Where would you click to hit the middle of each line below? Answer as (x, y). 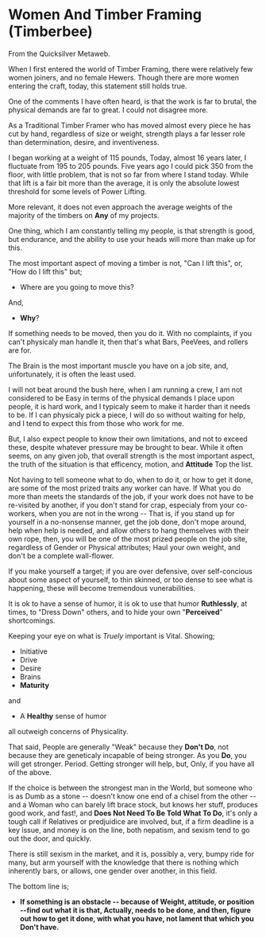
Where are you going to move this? (77, 287)
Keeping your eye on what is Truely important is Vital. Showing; (112, 635)
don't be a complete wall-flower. (61, 556)
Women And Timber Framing (105, 15)
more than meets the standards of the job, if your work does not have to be (131, 496)
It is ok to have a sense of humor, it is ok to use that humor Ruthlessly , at (128, 604)
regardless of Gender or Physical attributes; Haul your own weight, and (124, 547)
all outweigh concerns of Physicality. (68, 731)
